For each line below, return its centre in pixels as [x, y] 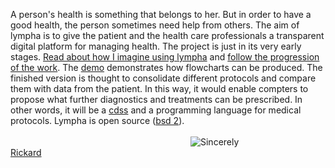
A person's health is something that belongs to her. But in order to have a [161, 14]
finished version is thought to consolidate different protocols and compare [163, 78]
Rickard [26, 152]
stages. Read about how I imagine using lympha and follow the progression [165, 57]
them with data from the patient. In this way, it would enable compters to [159, 88]
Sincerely [220, 142]
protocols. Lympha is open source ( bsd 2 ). [97, 120]
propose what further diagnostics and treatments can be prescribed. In [156, 99]
